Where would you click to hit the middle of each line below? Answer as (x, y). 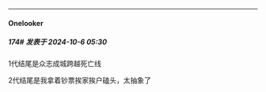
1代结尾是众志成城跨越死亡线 (55, 63)
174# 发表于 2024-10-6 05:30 (58, 42)
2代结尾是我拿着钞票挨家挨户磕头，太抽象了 (80, 80)
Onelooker (26, 23)
